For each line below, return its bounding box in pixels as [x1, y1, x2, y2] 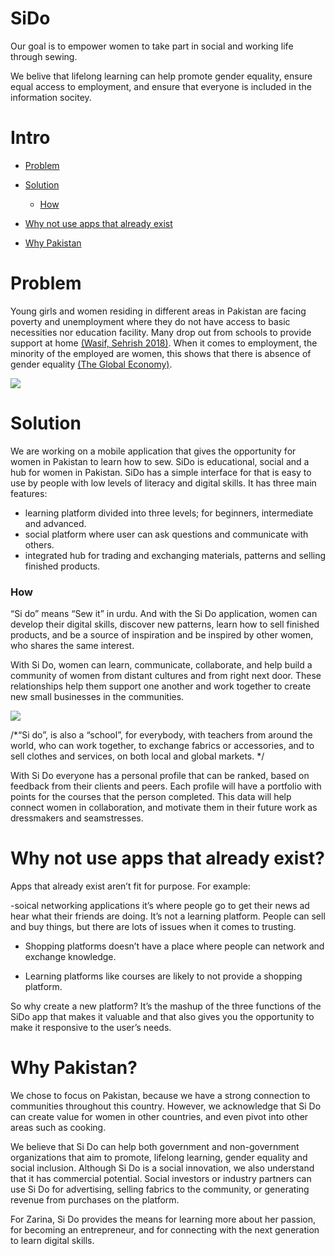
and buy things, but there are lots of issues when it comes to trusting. [10, 920, 297, 932]
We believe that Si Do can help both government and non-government [10, 1140, 300, 1152]
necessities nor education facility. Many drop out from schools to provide [10, 326, 312, 338]
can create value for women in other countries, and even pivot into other [10, 1110, 309, 1122]
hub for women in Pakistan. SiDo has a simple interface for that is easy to [10, 466, 312, 478]
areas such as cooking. [10, 1121, 107, 1133]
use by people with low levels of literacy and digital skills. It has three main [10, 477, 317, 489]
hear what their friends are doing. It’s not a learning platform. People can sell [10, 910, 326, 922]
